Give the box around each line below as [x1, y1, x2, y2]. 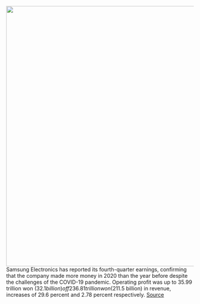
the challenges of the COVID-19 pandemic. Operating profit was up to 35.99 [6, 278, 192, 286]
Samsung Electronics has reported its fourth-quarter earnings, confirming [6, 266, 187, 273]
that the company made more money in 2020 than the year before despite [6, 272, 188, 279]
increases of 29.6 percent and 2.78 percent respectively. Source [6, 292, 164, 298]
